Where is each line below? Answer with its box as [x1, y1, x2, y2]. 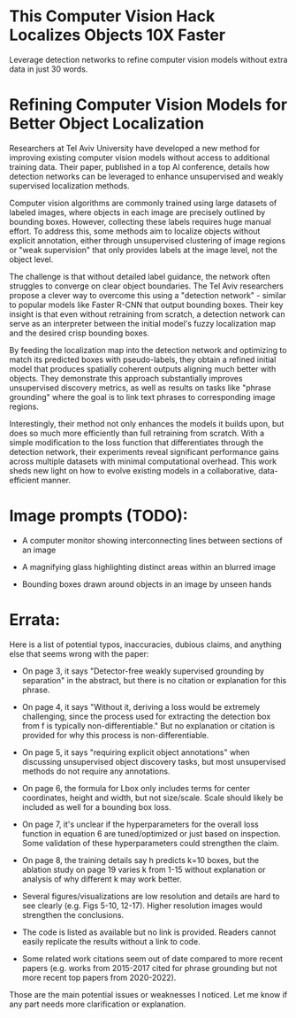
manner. [41, 474, 71, 485]
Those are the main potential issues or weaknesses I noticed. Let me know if [9, 989, 288, 999]
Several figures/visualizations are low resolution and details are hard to [21, 891, 280, 901]
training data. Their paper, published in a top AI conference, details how [9, 161, 270, 172]
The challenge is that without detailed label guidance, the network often [9, 271, 271, 281]
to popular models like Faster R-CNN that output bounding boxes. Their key [9, 299, 284, 310]
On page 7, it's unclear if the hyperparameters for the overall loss [21, 819, 259, 829]
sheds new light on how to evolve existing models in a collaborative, [9, 465, 257, 475]
